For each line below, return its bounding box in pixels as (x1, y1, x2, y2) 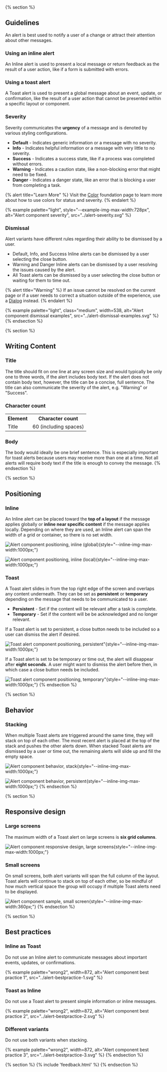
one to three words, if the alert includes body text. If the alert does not (5, 374, 150, 380)
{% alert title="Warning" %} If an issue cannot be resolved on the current (5, 287, 156, 293)
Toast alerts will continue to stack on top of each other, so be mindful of (5, 878, 153, 884)
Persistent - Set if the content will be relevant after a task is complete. (12, 606, 157, 612)
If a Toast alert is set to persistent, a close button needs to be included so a (5, 626, 160, 632)
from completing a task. (12, 182, 61, 188)
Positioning (5, 490, 41, 498)
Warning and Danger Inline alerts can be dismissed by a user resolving (12, 262, 158, 267)
